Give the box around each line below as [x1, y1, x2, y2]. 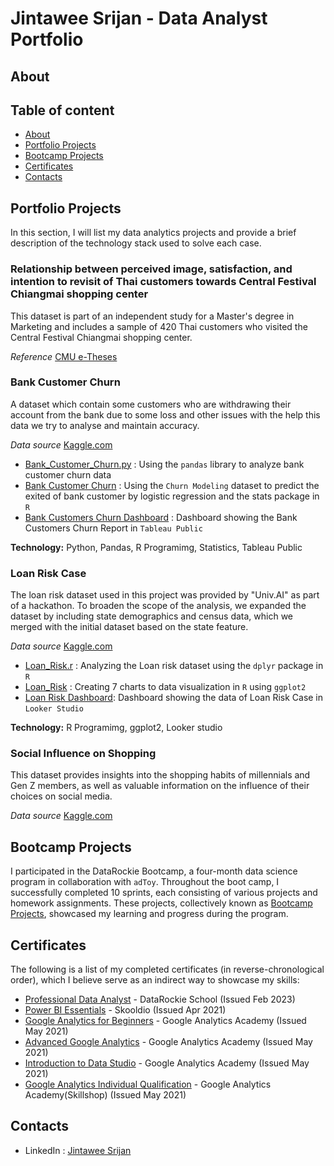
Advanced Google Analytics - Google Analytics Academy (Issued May [24, 1036, 313, 1048]
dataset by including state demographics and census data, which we [10, 610, 294, 622]
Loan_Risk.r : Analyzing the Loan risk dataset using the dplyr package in [24, 660, 324, 672]
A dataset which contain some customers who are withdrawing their [10, 398, 292, 410]
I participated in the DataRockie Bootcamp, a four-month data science [10, 865, 298, 877]
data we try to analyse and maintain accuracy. [10, 419, 200, 431]
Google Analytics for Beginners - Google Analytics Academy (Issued [24, 1015, 307, 1027]
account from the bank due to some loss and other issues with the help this [10, 408, 321, 421]
